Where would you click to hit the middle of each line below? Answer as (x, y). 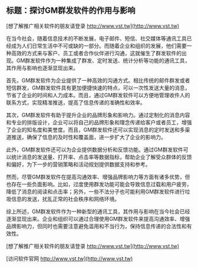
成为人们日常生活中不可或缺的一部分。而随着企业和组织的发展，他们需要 (99, 45)
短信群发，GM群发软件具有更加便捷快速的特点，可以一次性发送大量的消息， (98, 88)
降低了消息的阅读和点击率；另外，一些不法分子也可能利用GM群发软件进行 (96, 191)
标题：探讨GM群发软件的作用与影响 (71, 11)
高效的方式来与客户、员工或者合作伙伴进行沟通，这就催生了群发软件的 (96, 53)
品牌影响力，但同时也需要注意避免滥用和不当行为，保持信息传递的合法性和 (96, 226)
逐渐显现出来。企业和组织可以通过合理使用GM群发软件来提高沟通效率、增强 (98, 219)
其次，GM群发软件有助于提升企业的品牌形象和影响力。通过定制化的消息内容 (98, 115)
